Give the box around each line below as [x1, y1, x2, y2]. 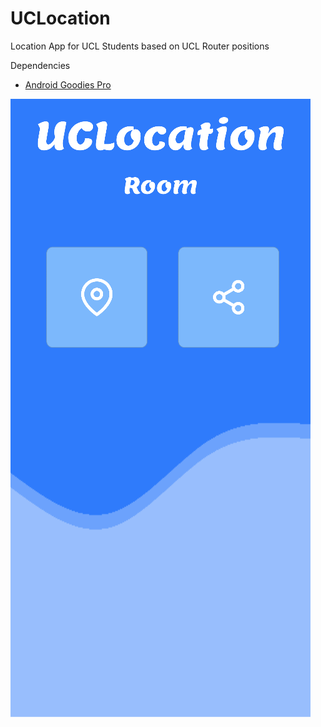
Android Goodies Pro [24, 78, 112, 91]
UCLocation [10, 7, 111, 30]
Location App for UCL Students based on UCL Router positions [10, 40, 270, 52]
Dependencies [10, 59, 71, 71]
